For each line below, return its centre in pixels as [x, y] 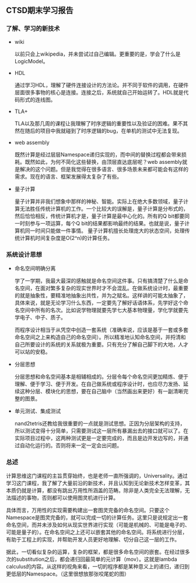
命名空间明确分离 [35, 268]
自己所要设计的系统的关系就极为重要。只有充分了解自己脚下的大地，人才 [101, 344]
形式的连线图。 [38, 100]
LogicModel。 [31, 61]
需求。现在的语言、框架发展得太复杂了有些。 [68, 176]
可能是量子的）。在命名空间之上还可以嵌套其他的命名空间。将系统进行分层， [97, 532]
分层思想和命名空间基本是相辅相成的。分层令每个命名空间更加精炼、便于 [101, 376]
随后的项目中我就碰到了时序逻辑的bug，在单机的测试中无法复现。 [104, 131]
